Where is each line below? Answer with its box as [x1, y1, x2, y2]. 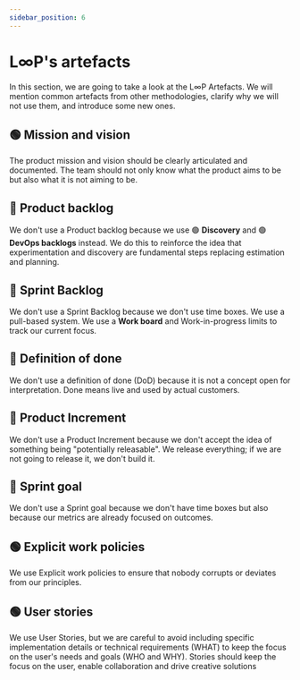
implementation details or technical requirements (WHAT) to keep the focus [9, 642, 287, 653]
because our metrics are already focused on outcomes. [9, 512, 213, 523]
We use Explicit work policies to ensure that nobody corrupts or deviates [9, 567, 277, 578]
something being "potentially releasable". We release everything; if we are [9, 444, 282, 455]
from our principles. [9, 577, 82, 588]
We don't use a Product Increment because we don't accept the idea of [9, 434, 272, 445]
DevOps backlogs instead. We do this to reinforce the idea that [9, 238, 242, 249]
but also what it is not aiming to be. [9, 174, 138, 185]
